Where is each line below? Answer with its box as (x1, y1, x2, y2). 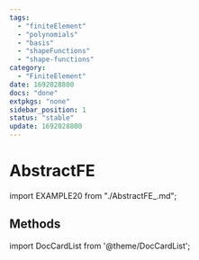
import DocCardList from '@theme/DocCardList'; (9, 240, 191, 251)
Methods (9, 217, 61, 232)
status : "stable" (9, 113, 75, 122)
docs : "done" (9, 88, 59, 97)
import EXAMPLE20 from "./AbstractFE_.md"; (9, 190, 177, 201)
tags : (9, 13, 30, 22)
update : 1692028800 (9, 122, 83, 131)
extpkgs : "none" (9, 96, 70, 106)
